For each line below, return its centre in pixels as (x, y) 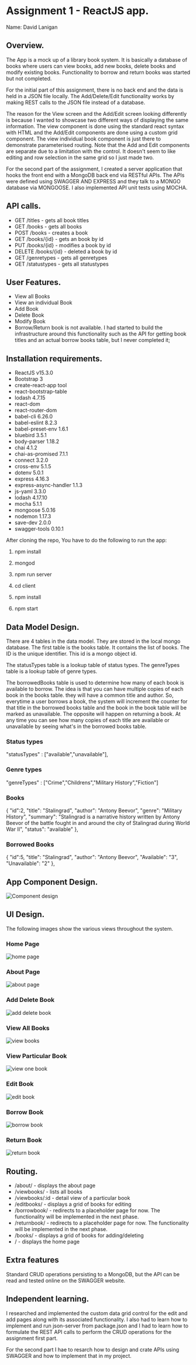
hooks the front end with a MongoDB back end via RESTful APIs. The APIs (95, 175)
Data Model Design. (43, 627)
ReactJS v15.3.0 (34, 373)
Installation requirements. (54, 359)
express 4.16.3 (32, 479)
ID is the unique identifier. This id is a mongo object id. (72, 654)
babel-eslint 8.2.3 (36, 423)
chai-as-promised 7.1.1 (41, 454)
